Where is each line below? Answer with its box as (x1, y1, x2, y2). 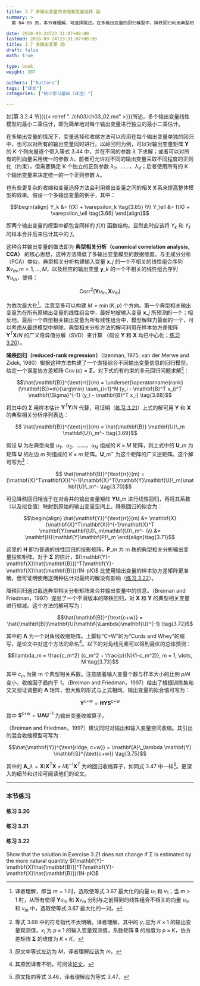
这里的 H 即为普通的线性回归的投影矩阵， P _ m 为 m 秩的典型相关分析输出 (6, 546, 184, 553)
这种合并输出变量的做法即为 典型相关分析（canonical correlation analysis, (6, 243, 190, 250)
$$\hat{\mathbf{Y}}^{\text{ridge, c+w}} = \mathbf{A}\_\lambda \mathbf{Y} (8, 744, 192, 751)
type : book (6, 63, 33, 69)
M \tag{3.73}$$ (81, 658, 119, 665)
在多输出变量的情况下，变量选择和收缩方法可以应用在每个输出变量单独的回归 (6, 133, 194, 140)
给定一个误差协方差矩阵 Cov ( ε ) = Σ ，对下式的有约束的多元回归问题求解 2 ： (6, 366, 189, 374)
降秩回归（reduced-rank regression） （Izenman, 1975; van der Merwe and (6, 352, 189, 359)
